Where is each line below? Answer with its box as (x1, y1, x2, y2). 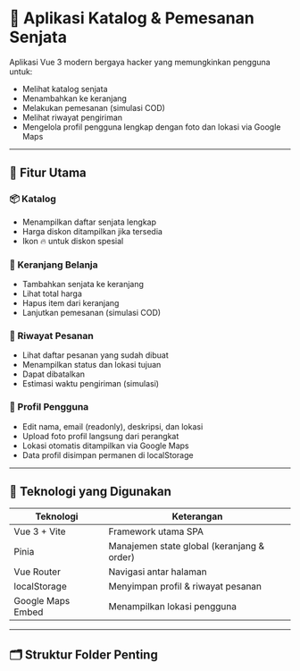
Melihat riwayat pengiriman (21, 112, 123, 123)
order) (108, 551, 136, 564)
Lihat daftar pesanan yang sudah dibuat (21, 350, 169, 361)
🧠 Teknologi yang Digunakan (9, 483, 172, 499)
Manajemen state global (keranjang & (108, 540, 265, 553)
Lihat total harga (21, 288, 83, 299)
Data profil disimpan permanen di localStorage (21, 449, 194, 460)
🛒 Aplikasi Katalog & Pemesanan (9, 8, 254, 29)
